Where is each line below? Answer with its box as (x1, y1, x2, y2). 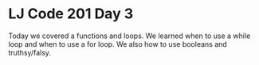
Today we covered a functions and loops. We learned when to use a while (8, 31, 251, 40)
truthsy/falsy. (8, 48, 52, 57)
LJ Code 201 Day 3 (8, 5, 134, 23)
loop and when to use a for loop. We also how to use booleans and (8, 39, 227, 48)
